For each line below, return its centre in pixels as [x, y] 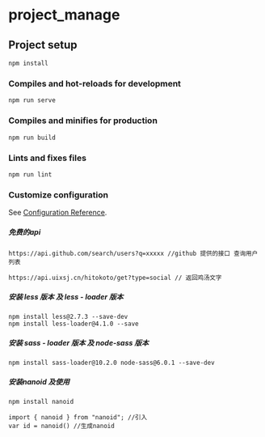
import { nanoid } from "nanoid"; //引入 [78, 418]
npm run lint [30, 174]
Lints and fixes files [48, 158]
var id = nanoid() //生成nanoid [61, 426]
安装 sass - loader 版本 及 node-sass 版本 [79, 342]
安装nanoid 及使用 [39, 381]
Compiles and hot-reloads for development [95, 83]
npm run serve [32, 100]
